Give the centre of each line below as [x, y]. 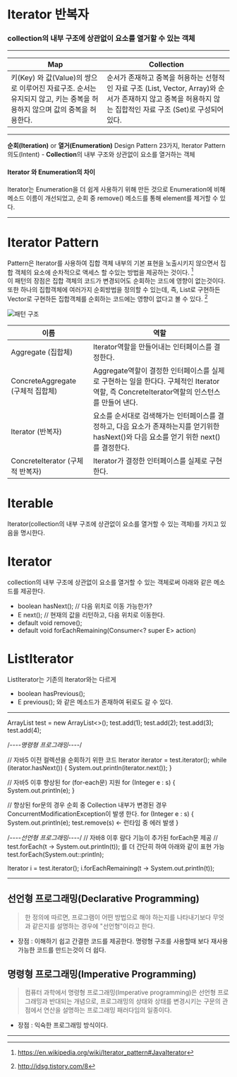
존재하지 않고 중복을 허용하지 [167, 99]
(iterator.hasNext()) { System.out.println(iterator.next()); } [90, 767]
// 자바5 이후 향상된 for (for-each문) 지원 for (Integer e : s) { [91, 782]
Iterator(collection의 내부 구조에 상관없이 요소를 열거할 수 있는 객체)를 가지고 [113, 523]
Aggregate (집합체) [42, 352]
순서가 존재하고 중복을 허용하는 [155, 78]
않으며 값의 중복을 [60, 110]
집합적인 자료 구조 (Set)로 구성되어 [170, 110]
